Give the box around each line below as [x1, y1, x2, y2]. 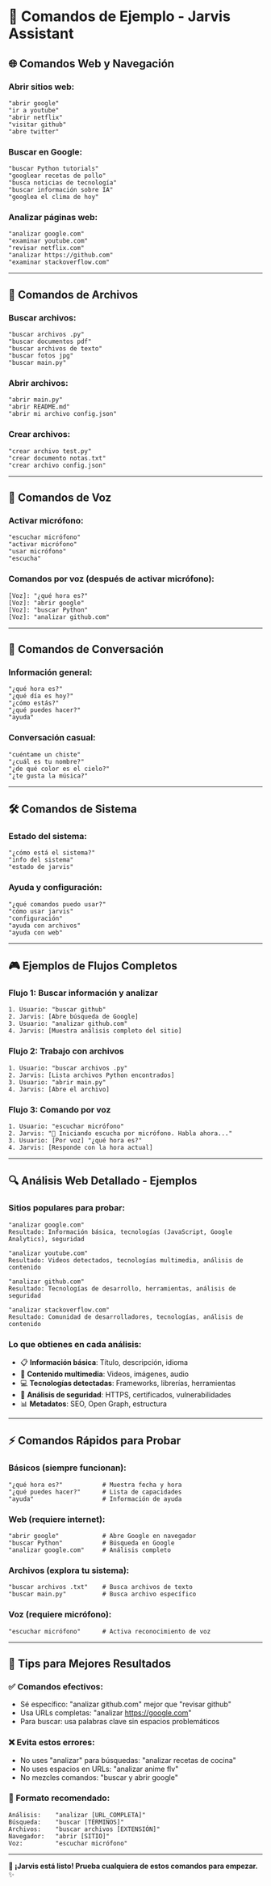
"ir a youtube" [8, 106, 60, 114]
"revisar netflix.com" [8, 244, 85, 252]
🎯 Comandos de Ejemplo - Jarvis [8, 7, 231, 26]
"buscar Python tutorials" [8, 165, 99, 173]
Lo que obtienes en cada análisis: [8, 1338, 142, 1350]
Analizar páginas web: [8, 212, 98, 223]
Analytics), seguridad [8, 1235, 85, 1243]
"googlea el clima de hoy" [8, 193, 99, 201]
